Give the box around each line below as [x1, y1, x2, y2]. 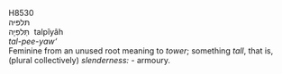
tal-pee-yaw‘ [8, 36, 58, 46]
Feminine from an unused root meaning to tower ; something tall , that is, [8, 45, 274, 56]
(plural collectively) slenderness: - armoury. [8, 55, 171, 65]
